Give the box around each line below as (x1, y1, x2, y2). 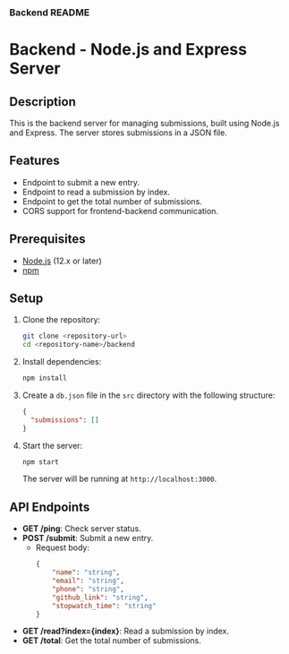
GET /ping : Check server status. (21, 523, 141, 534)
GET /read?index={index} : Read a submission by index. (21, 625, 230, 637)
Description (9, 94, 76, 109)
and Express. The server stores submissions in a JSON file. (9, 127, 228, 138)
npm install (21, 374, 67, 383)
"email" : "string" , (52, 576, 125, 586)
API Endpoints (9, 499, 90, 514)
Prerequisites (9, 231, 86, 247)
